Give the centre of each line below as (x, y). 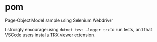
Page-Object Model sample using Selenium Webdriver (59, 20)
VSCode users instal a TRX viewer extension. (50, 35)
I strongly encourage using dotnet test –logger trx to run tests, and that (78, 29)
